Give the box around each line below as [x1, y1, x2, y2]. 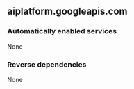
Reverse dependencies [7, 59, 87, 69]
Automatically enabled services [7, 26, 117, 36]
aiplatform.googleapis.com [7, 6, 128, 17]
